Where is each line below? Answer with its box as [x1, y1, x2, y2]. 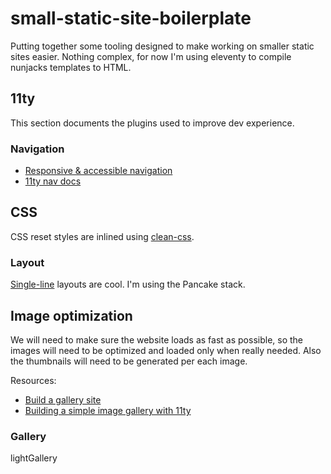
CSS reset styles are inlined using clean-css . [10, 230, 195, 242]
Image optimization [10, 307, 133, 324]
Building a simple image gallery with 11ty [24, 404, 192, 416]
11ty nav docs [24, 175, 82, 187]
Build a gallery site [24, 393, 102, 406]
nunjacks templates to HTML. [10, 61, 132, 73]
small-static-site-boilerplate [10, 7, 252, 30]
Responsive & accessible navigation [24, 165, 173, 177]
